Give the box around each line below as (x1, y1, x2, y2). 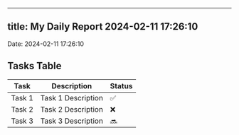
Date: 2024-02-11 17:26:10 (7, 40, 84, 48)
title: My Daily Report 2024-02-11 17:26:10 (7, 20, 198, 33)
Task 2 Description (40, 104, 103, 114)
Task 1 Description (40, 93, 103, 102)
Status (110, 81, 133, 90)
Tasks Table (7, 60, 62, 72)
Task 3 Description (40, 116, 103, 126)
